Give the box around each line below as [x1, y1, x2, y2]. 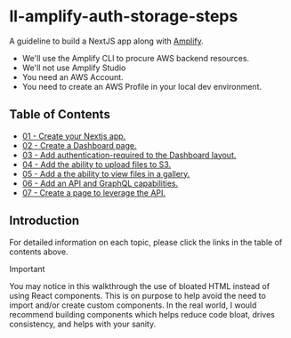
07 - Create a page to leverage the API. [21, 187, 166, 197]
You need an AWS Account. [21, 71, 124, 82]
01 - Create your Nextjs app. [21, 131, 126, 141]
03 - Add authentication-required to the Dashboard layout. [21, 149, 237, 160]
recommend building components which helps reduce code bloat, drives [9, 309, 276, 319]
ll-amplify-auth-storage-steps [9, 6, 238, 27]
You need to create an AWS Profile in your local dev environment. [21, 81, 263, 92]
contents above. [9, 246, 69, 257]
